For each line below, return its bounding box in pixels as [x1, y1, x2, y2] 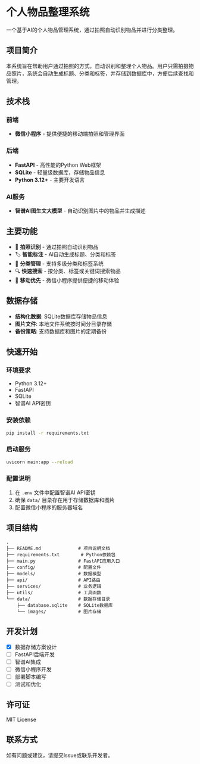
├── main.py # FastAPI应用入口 [6, 558, 120, 564]
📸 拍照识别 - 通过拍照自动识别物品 [14, 243, 99, 250]
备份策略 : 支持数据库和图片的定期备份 [14, 328, 107, 335]
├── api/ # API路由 [6, 577, 101, 583]
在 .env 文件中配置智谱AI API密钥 [14, 489, 96, 496]
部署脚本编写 [14, 673, 46, 680]
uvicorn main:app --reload [6, 459, 73, 465]
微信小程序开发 [14, 665, 52, 673]
